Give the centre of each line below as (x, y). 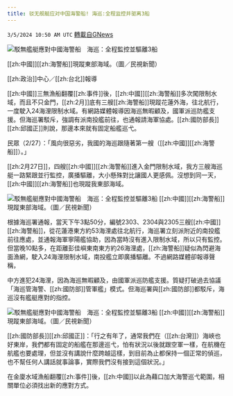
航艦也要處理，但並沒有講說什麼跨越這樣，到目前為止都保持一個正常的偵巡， (116, 353)
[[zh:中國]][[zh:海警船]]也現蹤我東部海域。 (67, 183)
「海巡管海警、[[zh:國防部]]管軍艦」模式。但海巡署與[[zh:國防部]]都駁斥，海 (116, 288)
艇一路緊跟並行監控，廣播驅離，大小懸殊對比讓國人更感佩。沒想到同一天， (113, 175)
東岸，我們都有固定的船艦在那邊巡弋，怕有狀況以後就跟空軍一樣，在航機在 (119, 344)
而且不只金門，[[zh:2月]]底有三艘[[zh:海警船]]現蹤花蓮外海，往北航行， (121, 102)
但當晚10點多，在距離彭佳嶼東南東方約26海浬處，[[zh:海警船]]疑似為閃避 (111, 248)
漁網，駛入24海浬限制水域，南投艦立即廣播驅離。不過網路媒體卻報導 (111, 256)
